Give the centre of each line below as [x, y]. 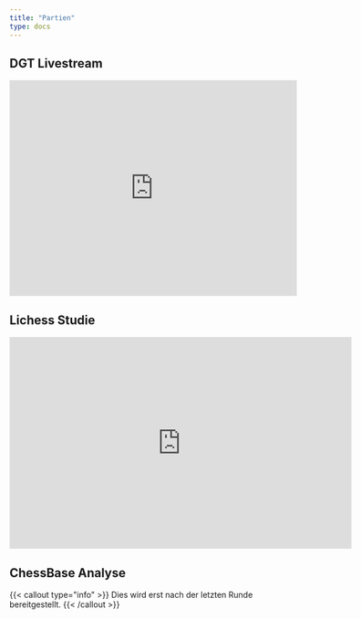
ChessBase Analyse [67, 573]
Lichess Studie [52, 320]
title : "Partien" [42, 18]
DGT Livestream [56, 63]
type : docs [30, 26]
